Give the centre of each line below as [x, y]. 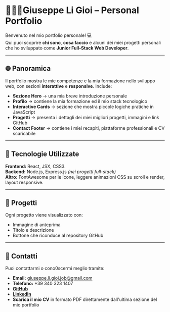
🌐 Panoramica [28, 68]
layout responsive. [25, 182]
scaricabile [24, 133]
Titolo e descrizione [33, 230]
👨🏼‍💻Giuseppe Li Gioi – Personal [72, 10]
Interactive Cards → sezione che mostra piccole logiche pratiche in [83, 107]
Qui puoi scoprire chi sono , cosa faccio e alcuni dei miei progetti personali [83, 42]
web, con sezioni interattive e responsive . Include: [59, 86]
